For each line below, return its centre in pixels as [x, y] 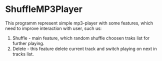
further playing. [28, 43]
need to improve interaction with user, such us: [53, 28]
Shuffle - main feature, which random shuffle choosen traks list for [81, 38]
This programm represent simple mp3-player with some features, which [79, 23]
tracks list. [23, 54]
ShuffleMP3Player [44, 9]
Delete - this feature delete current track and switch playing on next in [84, 48]
